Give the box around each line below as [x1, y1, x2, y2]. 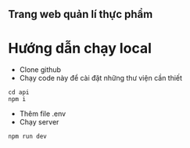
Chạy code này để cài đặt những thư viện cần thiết [19, 74, 182, 83]
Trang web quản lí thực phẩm [8, 8, 153, 21]
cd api [8, 88, 30, 96]
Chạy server [19, 117, 59, 127]
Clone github [19, 65, 61, 74]
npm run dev [8, 132, 47, 141]
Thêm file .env [19, 109, 66, 118]
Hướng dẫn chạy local [8, 39, 152, 57]
